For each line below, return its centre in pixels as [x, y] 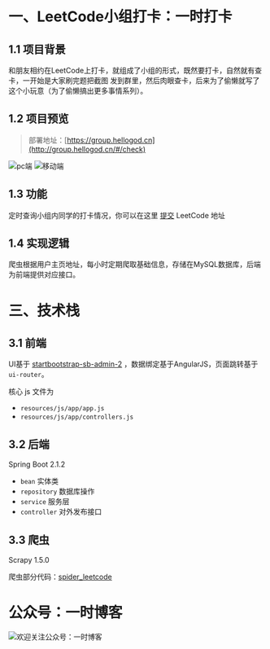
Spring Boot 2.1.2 [37, 464]
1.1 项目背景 [37, 49]
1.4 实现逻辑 [39, 244]
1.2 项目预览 [39, 119]
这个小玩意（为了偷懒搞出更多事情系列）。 [78, 91]
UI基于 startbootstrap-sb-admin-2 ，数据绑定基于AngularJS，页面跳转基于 [133, 364]
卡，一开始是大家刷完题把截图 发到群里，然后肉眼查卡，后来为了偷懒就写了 [134, 81]
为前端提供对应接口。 [44, 274]
